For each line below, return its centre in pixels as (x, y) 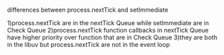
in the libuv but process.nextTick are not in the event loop (89, 44)
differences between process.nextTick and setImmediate (88, 10)
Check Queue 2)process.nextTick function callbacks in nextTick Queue (108, 30)
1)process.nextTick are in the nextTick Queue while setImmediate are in (108, 23)
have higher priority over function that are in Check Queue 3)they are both (112, 37)
